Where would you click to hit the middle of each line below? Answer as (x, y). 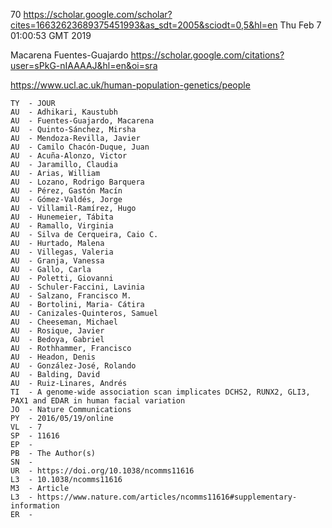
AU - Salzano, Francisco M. (71, 296)
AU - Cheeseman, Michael (64, 322)
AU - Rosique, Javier (57, 331)
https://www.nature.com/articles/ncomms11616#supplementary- (167, 497)
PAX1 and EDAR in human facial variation (98, 401)
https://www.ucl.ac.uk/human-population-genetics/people (130, 85)
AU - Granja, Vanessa (57, 261)
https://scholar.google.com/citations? (207, 55)
